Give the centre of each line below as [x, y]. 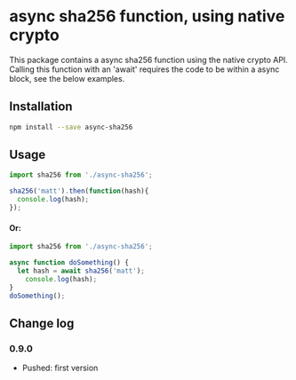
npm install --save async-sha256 [71, 127]
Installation [41, 107]
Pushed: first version [60, 368]
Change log [42, 323]
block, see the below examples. [67, 78]
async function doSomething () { [69, 263]
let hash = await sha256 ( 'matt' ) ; [81, 271]
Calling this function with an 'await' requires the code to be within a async [144, 69]
